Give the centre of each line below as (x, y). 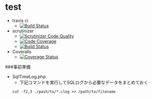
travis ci (20, 20)
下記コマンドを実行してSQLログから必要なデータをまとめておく (84, 82)
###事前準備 (18, 67)
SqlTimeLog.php (29, 77)
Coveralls (22, 51)
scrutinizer (23, 31)
